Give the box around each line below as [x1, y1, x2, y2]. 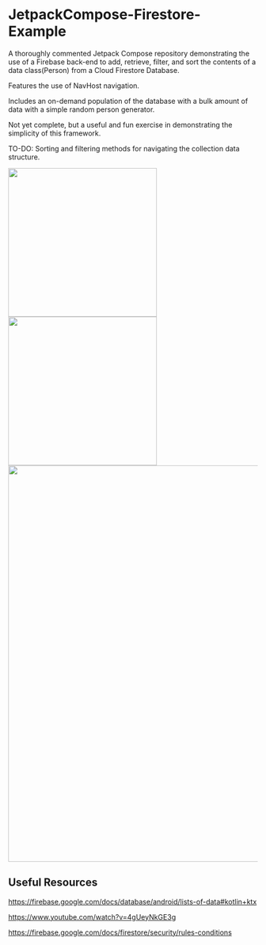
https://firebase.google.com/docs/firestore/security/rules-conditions [8, 928, 232, 937]
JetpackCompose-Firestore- [8, 6, 201, 24]
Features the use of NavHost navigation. [8, 81, 140, 90]
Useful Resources [8, 876, 98, 890]
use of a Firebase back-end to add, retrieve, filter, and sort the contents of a [8, 57, 256, 67]
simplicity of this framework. [8, 128, 101, 138]
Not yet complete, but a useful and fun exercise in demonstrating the [8, 120, 233, 129]
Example [8, 22, 66, 40]
